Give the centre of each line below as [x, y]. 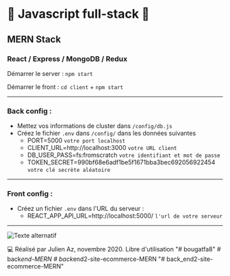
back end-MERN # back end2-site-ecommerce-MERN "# [86, 259]
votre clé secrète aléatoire [69, 171]
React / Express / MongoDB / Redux [67, 59]
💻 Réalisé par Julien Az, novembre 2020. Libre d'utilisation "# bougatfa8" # [114, 249]
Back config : [29, 111]
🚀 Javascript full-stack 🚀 [78, 14]
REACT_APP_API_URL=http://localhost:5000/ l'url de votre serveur [125, 216]
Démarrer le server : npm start [50, 73]
